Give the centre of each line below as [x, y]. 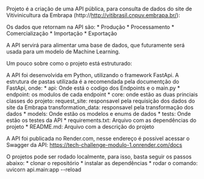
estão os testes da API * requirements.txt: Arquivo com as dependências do [101, 120]
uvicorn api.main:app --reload [44, 170]
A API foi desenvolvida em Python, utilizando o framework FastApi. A [93, 75]
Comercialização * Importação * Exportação [62, 33]
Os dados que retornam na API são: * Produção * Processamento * [90, 27]
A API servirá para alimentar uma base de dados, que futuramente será [96, 45]
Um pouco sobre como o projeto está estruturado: [69, 63]
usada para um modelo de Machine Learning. [63, 52]
